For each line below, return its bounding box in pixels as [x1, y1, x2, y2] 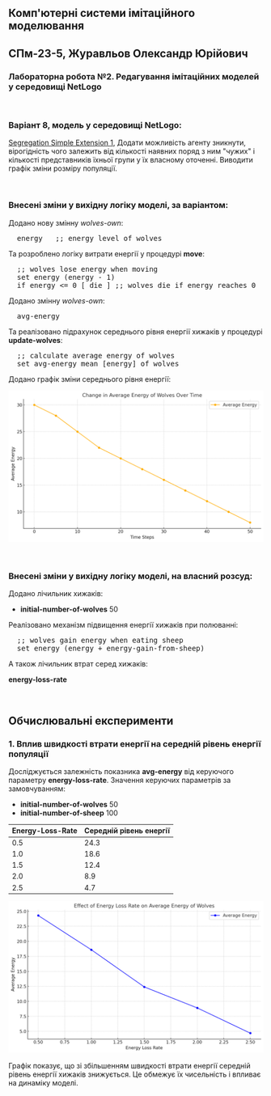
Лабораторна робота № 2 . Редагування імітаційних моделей [8, 70, 260, 82]
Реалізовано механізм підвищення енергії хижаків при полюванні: [8, 620, 239, 630]
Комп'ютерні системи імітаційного [8, 6, 196, 20]
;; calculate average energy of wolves [16, 351, 176, 360]
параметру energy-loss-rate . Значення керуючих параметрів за [8, 775, 231, 785]
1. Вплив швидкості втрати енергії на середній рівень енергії [8, 738, 261, 749]
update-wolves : [8, 335, 63, 345]
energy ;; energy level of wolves [16, 234, 163, 243]
